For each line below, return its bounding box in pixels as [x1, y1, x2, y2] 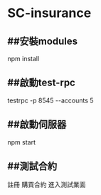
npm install [7, 55, 40, 63]
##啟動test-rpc [7, 77, 76, 89]
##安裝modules [7, 35, 78, 47]
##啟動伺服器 [7, 119, 67, 131]
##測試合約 [7, 160, 58, 172]
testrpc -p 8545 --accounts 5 [7, 96, 94, 105]
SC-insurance [7, 5, 92, 21]
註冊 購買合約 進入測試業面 [7, 180, 86, 189]
